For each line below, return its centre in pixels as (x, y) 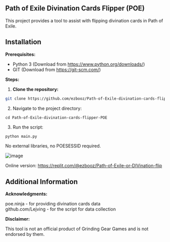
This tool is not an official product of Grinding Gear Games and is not (77, 229)
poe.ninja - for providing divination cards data (53, 204)
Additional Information (41, 182)
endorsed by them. (25, 234)
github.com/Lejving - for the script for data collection (61, 209)
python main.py (21, 136)
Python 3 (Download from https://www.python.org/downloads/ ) (79, 64)
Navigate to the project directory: (47, 108)
